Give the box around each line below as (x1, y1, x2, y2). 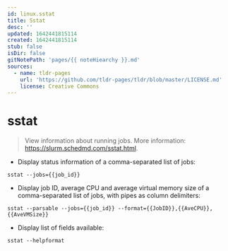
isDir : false (7, 50, 46, 57)
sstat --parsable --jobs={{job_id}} (7, 205, 115, 212)
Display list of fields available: (17, 223, 104, 232)
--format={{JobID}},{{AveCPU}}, (117, 205, 213, 212)
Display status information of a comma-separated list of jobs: (17, 158, 196, 166)
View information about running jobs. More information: (24, 136, 186, 145)
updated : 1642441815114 (7, 30, 78, 37)
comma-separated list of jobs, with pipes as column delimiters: (17, 192, 201, 200)
